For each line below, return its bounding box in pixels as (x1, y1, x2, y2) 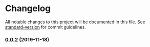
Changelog (5, 3, 51, 14)
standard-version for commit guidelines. (5, 24, 86, 30)
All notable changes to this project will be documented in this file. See (5, 19, 146, 25)
